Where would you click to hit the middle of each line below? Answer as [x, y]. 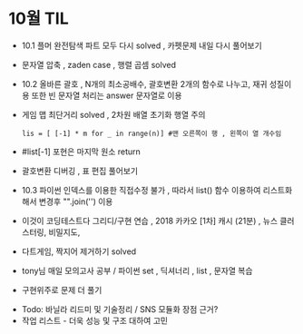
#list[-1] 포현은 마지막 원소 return [81, 152]
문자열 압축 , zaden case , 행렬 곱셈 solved [99, 64]
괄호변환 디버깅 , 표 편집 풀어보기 [79, 171]
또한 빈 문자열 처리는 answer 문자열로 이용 [107, 95]
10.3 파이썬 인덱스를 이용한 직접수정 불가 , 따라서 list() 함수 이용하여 [141, 190]
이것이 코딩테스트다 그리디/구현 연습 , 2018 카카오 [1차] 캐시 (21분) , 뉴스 [150, 221]
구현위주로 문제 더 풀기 [62, 290]
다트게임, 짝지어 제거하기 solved [79, 251]
